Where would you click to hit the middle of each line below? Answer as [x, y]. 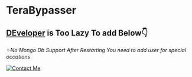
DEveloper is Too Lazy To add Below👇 [77, 33]
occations [18, 57]
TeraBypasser [41, 10]
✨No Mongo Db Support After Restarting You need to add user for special [96, 50]
